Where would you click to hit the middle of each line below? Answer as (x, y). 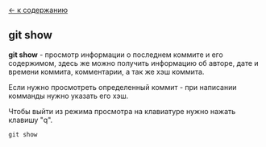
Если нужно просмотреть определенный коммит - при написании (123, 87)
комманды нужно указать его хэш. (69, 96)
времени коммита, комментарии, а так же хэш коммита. (106, 71)
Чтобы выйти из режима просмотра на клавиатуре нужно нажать (122, 111)
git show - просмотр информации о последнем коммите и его (116, 55)
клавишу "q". (31, 120)
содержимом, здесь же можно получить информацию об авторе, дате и (134, 63)
